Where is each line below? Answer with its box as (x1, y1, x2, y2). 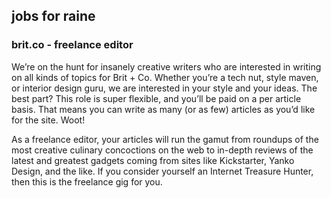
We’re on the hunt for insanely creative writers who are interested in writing (11, 60, 322, 73)
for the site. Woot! (11, 114, 86, 126)
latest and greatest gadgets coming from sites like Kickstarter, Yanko (11, 154, 295, 166)
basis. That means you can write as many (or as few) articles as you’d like (11, 103, 316, 115)
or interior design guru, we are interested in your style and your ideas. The (11, 82, 318, 94)
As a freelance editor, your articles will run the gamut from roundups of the (11, 133, 319, 145)
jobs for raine (11, 8, 96, 25)
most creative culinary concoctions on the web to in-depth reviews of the (11, 144, 314, 156)
